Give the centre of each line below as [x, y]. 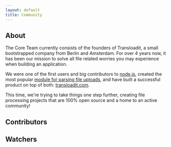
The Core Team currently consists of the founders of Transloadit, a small [82, 48]
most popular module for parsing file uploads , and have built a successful [83, 79]
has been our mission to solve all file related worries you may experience [82, 59]
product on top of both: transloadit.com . [48, 85]
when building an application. [36, 64]
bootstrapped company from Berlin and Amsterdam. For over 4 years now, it [86, 53]
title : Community [24, 15]
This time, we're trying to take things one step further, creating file [75, 95]
